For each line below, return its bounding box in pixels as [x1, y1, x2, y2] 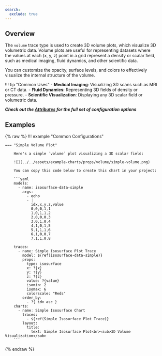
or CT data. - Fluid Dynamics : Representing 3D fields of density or [5, 87, 138, 93]
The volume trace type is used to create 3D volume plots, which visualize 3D [5, 42, 156, 48]
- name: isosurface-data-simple [17, 185, 83, 190]
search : [5, 7, 21, 12]
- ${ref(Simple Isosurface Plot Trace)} [26, 317, 109, 322]
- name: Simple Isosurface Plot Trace [17, 249, 96, 254]
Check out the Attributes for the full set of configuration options [5, 107, 137, 112]
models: [14, 181, 29, 186]
